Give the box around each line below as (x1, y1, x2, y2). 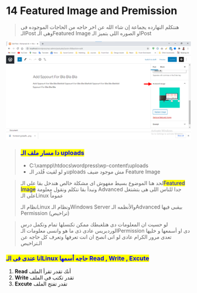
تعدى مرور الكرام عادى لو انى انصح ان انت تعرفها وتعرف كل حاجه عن (20, 233, 172, 241)
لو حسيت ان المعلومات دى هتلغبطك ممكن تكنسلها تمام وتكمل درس (20, 221, 168, 228)
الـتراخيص (20, 240, 42, 247)
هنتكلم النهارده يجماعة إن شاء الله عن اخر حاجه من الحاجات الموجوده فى (20, 23, 179, 30)
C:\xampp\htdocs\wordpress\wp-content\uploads (29, 162, 148, 169)
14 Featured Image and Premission (6, 4, 178, 18)
